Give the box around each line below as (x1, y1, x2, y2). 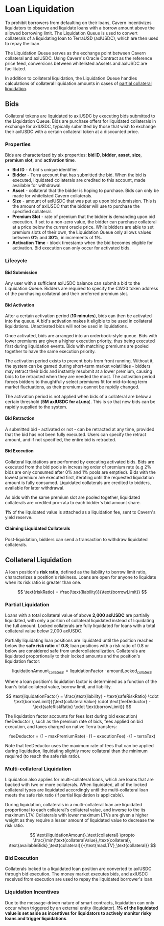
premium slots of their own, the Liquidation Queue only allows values (12, 229, 152, 235)
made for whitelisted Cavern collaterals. (12, 193, 93, 199)
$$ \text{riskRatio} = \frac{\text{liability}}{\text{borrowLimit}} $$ (17, 589, 147, 595)
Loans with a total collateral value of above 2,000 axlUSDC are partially (5, 612, 150, 618)
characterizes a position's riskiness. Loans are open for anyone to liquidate (5, 574, 157, 580)
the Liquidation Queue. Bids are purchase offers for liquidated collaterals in (5, 118, 156, 124)
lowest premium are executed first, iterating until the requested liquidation (5, 474, 154, 480)
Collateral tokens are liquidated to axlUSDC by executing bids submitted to (5, 113, 155, 119)
